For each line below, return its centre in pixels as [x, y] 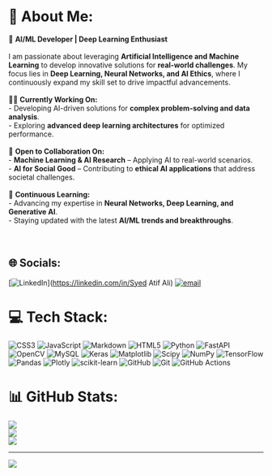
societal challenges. [42, 177]
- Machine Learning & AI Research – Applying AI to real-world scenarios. [131, 160]
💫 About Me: [51, 17]
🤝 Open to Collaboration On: [57, 151]
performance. [31, 134]
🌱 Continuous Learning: [49, 194]
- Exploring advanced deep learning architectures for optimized [117, 125]
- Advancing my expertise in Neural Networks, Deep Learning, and [121, 203]
